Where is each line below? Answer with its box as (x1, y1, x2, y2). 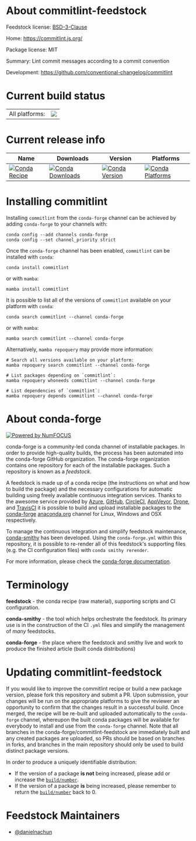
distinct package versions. (6, 747, 69, 754)
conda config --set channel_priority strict (6, 237, 116, 243)
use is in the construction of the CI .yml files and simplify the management (6, 621, 185, 628)
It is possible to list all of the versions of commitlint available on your (6, 297, 171, 304)
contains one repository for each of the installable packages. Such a (6, 461, 170, 468)
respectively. (6, 516, 37, 523)
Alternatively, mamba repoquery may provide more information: (6, 346, 153, 353)
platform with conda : (6, 302, 54, 309)
